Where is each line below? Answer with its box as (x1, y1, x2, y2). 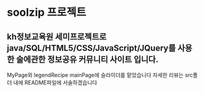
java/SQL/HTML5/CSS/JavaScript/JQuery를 (7, 43, 176, 53)
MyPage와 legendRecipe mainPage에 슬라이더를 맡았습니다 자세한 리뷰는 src (7, 71, 193, 79)
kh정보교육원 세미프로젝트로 (7, 31, 107, 42)
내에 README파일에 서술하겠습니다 (13, 79, 98, 86)
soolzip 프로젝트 (7, 5, 87, 19)
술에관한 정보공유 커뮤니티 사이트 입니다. (16, 54, 158, 64)
